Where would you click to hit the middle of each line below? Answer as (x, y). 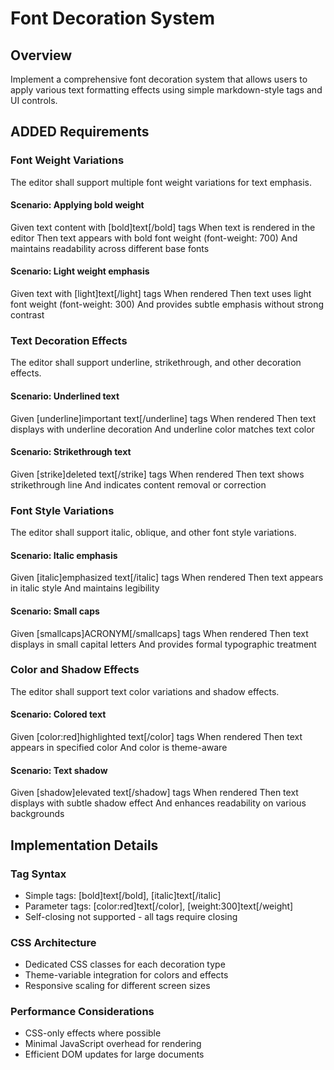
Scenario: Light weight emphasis (80, 271)
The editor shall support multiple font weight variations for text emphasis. (161, 182)
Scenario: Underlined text (65, 396)
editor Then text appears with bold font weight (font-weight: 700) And (154, 238)
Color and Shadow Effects (75, 670)
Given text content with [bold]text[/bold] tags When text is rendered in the (163, 227)
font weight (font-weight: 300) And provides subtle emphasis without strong (167, 304)
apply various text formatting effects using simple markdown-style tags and (166, 90)
